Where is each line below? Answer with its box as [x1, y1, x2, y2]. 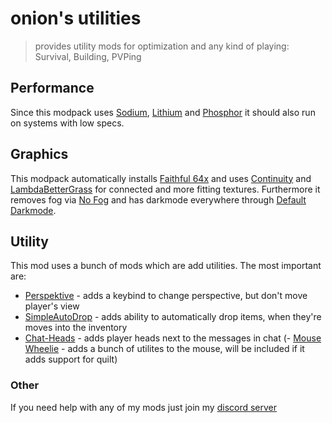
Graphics [10, 146, 69, 163]
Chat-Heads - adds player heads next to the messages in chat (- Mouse [24, 332, 322, 344]
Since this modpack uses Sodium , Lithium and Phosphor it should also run [10, 106, 316, 118]
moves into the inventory [24, 322, 128, 334]
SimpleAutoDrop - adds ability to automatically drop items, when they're [24, 311, 322, 323]
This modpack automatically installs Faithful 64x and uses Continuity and [10, 172, 312, 184]
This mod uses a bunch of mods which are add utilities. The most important [10, 260, 322, 272]
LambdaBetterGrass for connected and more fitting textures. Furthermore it [10, 183, 321, 195]
